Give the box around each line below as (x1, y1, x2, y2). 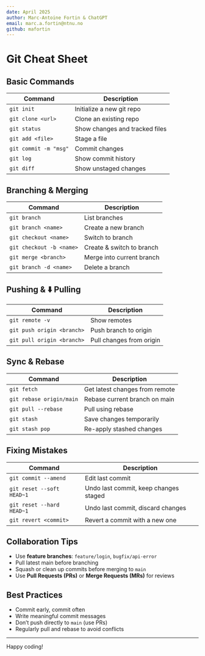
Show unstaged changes (74, 164, 146, 173)
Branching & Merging (6, 185, 88, 195)
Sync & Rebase (6, 356, 65, 367)
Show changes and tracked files (74, 124, 167, 133)
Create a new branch (84, 223, 145, 232)
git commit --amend (9, 474, 66, 481)
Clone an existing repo (74, 115, 139, 123)
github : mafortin (6, 26, 51, 32)
